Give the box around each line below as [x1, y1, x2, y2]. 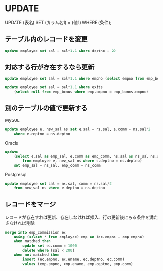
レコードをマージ [5, 200, 56, 209]
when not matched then [14, 253, 60, 257]
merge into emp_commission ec [5, 230, 66, 235]
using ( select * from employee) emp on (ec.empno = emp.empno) [14, 234, 145, 239]
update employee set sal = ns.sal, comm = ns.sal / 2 [5, 181, 112, 186]
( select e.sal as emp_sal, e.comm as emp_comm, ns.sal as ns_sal [14, 154, 149, 159]
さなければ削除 [5, 220, 35, 226]
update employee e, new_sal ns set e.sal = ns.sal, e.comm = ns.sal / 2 [5, 127, 151, 132]
